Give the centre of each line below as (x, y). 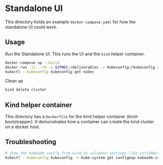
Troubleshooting (31, 142)
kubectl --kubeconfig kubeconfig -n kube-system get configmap (70, 158)
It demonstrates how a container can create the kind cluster (94, 122)
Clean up (14, 81)
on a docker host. (23, 127)
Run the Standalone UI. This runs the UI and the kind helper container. (75, 54)
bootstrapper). (19, 122)
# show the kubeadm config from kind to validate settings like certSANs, (82, 153)
